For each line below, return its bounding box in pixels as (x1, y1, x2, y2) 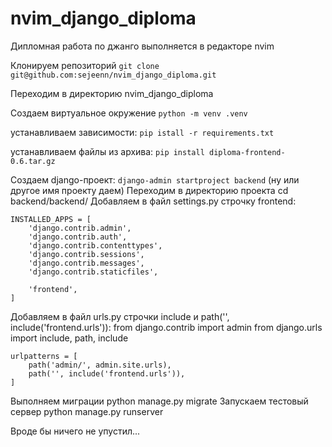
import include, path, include (10, 332, 129, 344)
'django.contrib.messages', (28, 258, 145, 268)
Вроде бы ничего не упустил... (10, 425, 141, 437)
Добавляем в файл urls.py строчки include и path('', (10, 310, 230, 322)
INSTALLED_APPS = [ (10, 214, 92, 224)
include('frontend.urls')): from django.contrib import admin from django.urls (10, 321, 323, 333)
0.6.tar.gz (10, 156, 56, 166)
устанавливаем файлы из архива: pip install (10, 145, 205, 157)
